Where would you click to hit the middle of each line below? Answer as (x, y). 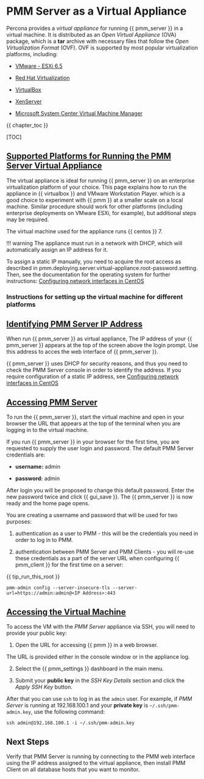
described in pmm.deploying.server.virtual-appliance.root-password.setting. (102, 268)
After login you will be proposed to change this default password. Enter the (100, 491)
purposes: (19, 522)
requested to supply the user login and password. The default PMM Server (100, 448)
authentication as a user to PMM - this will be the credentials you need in (107, 533)
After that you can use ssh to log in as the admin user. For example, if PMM (99, 699)
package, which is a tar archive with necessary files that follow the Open (97, 41)
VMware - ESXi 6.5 (39, 66)
